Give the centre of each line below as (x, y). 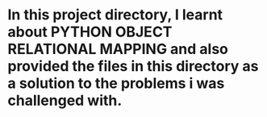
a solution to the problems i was (116, 84)
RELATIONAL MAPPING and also (118, 49)
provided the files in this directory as (133, 67)
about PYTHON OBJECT (90, 32)
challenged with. (65, 100)
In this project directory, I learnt (115, 15)
